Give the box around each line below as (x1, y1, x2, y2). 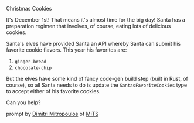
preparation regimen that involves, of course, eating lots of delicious (6, 23, 171, 29)
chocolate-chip (14, 65, 52, 71)
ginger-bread (14, 59, 47, 64)
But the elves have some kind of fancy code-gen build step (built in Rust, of (6, 76, 189, 82)
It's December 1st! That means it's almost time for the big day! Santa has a (6, 16, 186, 23)
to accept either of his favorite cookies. (6, 88, 101, 94)
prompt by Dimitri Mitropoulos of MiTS (6, 111, 98, 117)
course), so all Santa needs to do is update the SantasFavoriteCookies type (6, 81, 188, 88)
